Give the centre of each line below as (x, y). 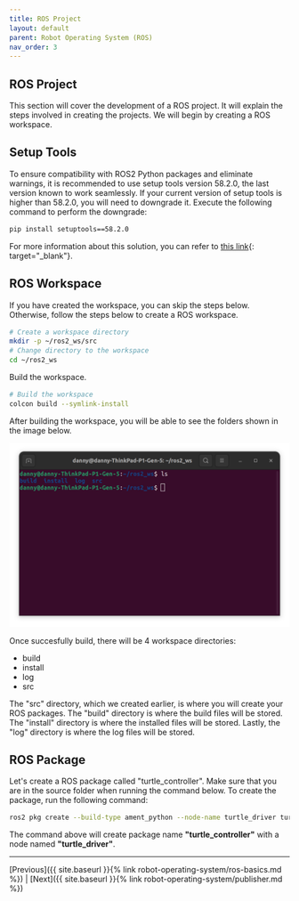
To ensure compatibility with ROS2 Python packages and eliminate (131, 174)
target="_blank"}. (41, 256)
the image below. (40, 430)
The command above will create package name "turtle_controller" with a (144, 835)
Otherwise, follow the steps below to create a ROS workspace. (124, 314)
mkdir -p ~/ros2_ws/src (53, 341)
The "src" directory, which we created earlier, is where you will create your (146, 703)
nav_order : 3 (33, 47)
